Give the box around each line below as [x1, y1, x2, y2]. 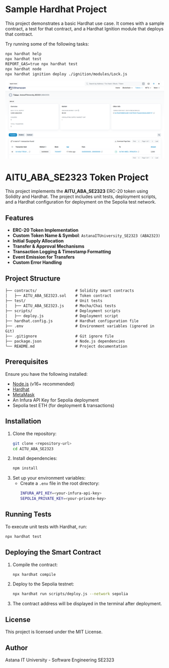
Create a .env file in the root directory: [20, 480, 100, 487]
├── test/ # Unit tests [5, 298, 102, 303]
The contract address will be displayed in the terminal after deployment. [12, 601, 162, 607]
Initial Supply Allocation [12, 238, 64, 244]
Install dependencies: [12, 455, 58, 461]
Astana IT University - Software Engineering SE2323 [5, 657, 115, 663]
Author [5, 643, 28, 652]
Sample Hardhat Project [5, 4, 107, 15]
